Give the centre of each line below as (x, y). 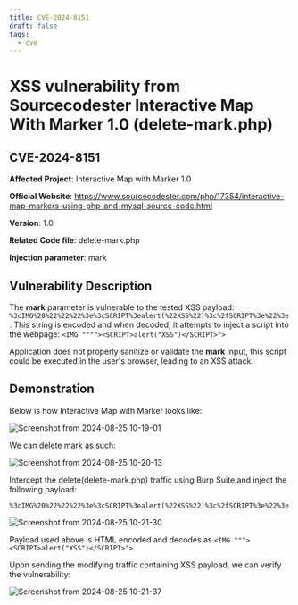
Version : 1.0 (31, 223)
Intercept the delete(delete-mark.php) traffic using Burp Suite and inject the (148, 480)
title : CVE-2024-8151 (50, 17)
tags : (19, 34)
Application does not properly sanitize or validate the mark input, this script (148, 352)
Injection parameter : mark (58, 258)
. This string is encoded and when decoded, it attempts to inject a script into (149, 325)
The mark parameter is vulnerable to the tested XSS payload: (122, 307)
